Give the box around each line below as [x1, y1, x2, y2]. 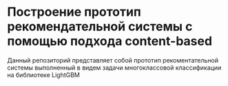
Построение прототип [7, 4, 141, 20]
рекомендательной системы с [7, 19, 193, 34]
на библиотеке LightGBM [7, 70, 81, 79]
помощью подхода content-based [7, 34, 212, 49]
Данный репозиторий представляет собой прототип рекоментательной [7, 56, 219, 64]
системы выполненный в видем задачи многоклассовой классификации [7, 63, 222, 72]
